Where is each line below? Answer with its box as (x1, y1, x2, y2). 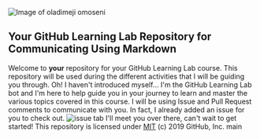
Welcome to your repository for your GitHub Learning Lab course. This (8, 63, 238, 72)
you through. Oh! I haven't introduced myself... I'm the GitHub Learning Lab (8, 79, 252, 90)
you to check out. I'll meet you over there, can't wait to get (8, 113, 237, 123)
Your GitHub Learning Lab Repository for (8, 30, 212, 43)
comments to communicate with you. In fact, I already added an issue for (8, 104, 245, 114)
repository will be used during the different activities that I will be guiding (8, 71, 245, 81)
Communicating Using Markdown (8, 42, 177, 56)
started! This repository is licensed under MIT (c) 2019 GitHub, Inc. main (8, 122, 243, 131)
